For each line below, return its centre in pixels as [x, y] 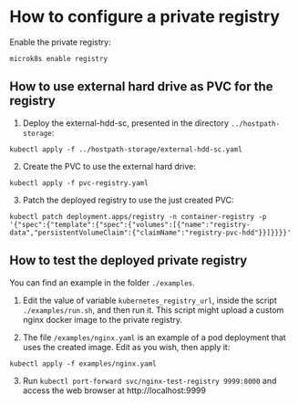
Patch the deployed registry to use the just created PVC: [128, 200]
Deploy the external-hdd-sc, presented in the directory [126, 123]
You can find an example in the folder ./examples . [103, 282]
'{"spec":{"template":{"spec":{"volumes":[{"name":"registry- [130, 224]
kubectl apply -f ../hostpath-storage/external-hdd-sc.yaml [126, 149]
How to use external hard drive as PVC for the [141, 87]
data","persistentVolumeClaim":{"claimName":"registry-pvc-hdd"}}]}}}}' [150, 233]
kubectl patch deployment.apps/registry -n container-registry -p [138, 216]
